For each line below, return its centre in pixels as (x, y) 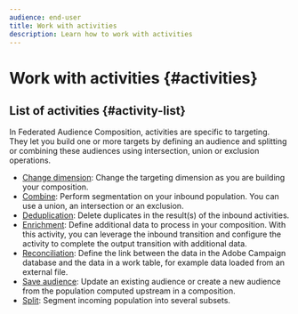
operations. (30, 160)
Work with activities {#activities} (133, 78)
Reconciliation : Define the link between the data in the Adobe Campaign (154, 254)
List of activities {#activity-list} (98, 111)
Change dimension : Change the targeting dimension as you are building (153, 178)
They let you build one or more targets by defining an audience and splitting (148, 141)
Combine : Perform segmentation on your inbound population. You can (151, 197)
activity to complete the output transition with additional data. (134, 244)
